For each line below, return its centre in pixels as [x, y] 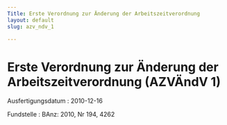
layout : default [31, 20]
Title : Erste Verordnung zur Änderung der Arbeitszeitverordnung [103, 14]
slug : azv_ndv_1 [31, 26]
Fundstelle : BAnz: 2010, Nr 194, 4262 [61, 115]
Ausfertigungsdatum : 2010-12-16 [55, 101]
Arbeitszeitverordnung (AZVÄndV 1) [114, 82]
